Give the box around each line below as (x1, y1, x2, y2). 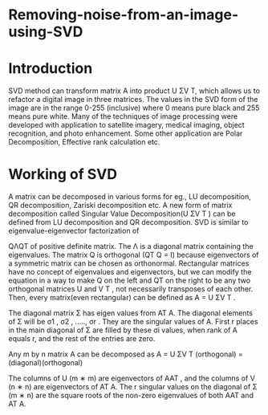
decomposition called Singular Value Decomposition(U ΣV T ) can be (8, 209, 236, 218)
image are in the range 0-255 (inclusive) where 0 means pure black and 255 (8, 103, 260, 113)
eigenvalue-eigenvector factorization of (8, 226, 140, 236)
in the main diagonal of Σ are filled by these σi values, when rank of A (8, 325, 238, 335)
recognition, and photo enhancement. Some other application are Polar (8, 128, 243, 138)
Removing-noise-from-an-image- (8, 6, 239, 24)
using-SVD (8, 22, 83, 41)
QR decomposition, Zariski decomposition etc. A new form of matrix (8, 201, 233, 210)
